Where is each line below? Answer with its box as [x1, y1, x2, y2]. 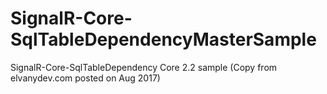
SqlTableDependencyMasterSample [10, 28, 317, 51]
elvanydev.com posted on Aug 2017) [10, 72, 161, 84]
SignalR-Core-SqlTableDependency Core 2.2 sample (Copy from [10, 61, 278, 73]
